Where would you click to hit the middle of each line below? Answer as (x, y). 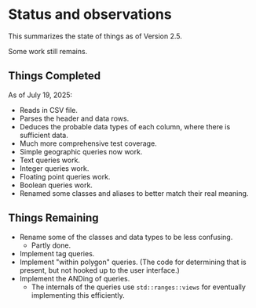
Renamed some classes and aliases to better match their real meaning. (134, 193)
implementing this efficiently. (78, 295)
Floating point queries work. (65, 176)
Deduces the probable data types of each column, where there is (125, 126)
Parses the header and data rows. (74, 118)
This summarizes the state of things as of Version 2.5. (95, 36)
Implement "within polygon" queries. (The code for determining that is (133, 262)
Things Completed (55, 76)
